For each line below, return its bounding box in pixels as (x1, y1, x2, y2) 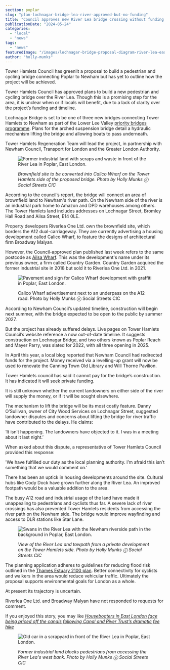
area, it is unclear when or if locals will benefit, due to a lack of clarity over (5, 100, 160, 106)
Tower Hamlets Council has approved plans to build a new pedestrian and (5, 89, 159, 95)
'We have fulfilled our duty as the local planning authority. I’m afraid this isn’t (5, 459, 165, 465)
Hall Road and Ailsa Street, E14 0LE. (5, 213, 80, 219)
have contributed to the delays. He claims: (5, 419, 94, 425)
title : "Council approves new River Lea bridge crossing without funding (5, 17, 164, 22)
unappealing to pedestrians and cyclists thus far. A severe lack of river (5, 500, 152, 506)
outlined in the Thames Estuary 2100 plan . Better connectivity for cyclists (5, 567, 158, 574)
